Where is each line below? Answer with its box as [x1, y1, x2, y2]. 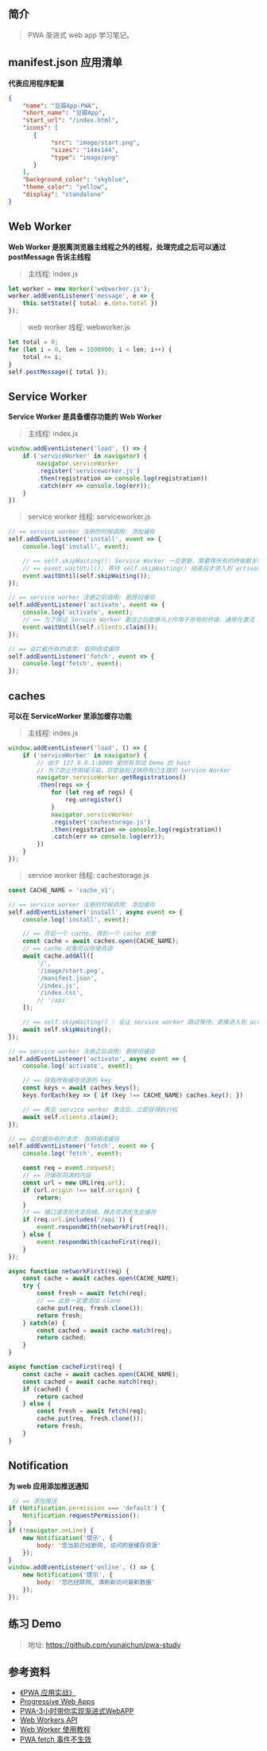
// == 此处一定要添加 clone [37, 1297, 122, 1305]
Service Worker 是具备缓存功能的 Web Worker [8, 412, 162, 422]
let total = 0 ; [8, 338, 59, 346]
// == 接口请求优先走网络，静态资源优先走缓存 [22, 1208, 157, 1216]
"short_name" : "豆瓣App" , [22, 109, 106, 117]
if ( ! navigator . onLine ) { [8, 1527, 94, 1535]
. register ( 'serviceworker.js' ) [37, 466, 141, 475]
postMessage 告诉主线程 [8, 252, 91, 261]
